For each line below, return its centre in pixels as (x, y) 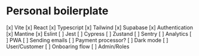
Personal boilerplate (57, 11)
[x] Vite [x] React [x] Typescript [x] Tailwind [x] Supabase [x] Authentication (99, 27)
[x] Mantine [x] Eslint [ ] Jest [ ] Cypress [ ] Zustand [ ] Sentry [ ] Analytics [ (99, 33)
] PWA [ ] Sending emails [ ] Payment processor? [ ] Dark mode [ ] (87, 40)
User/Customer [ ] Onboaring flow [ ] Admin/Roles (68, 46)
